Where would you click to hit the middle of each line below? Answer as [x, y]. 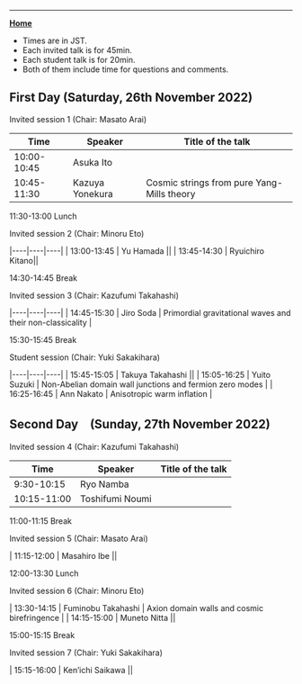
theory [182, 193]
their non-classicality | [51, 322]
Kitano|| [24, 260]
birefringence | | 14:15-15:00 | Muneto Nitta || [93, 617]
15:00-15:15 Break [42, 634]
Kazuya [89, 183]
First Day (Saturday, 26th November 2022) [131, 98]
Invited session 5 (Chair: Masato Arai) [79, 538]
